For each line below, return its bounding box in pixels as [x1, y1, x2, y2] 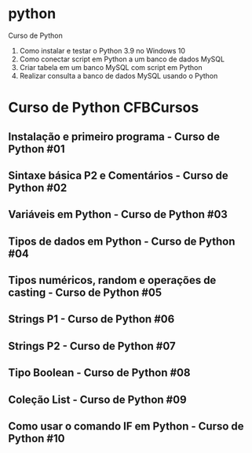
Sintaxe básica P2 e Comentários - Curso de [8, 168, 229, 182]
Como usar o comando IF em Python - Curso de [8, 420, 245, 433]
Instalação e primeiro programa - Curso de [8, 130, 221, 143]
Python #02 [8, 181, 68, 194]
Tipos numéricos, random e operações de [8, 274, 217, 287]
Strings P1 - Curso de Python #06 [8, 312, 175, 326]
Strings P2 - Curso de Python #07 [8, 339, 176, 352]
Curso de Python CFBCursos [8, 99, 199, 116]
